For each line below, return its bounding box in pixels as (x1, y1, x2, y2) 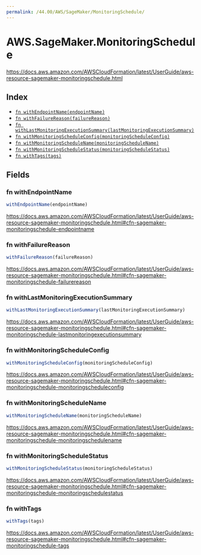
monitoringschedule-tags (6, 542, 70, 549)
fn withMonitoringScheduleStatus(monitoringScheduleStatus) (15, 147, 170, 153)
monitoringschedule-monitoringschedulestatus (6, 489, 124, 496)
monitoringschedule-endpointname (6, 225, 95, 232)
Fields (6, 169, 30, 180)
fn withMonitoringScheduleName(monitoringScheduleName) (15, 140, 159, 146)
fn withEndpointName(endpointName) (15, 109, 105, 115)
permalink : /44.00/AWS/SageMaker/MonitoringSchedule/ (6, 8, 145, 15)
